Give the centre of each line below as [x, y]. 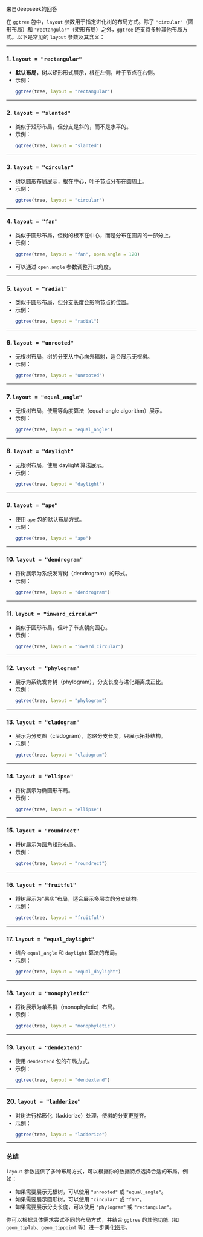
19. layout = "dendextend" [44, 1047]
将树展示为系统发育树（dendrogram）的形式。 [73, 573]
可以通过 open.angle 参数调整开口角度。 [65, 267]
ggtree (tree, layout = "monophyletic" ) [65, 1026]
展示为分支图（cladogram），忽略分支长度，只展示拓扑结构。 [90, 736]
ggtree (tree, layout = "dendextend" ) [63, 1080]
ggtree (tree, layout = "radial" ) [57, 321]
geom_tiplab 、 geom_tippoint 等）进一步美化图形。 [69, 1227]
